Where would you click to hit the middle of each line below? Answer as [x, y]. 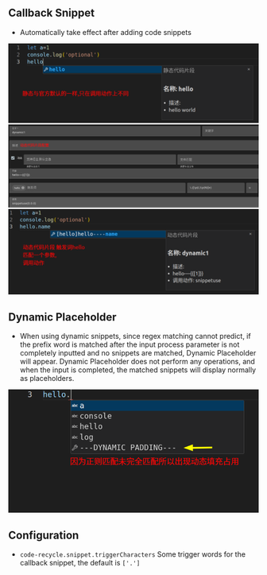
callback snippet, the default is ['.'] [80, 562]
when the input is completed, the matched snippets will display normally [138, 370]
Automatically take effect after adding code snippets [106, 32]
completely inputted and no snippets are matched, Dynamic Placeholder [138, 353]
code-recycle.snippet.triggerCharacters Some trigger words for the [133, 554]
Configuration [44, 535]
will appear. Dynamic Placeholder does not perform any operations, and [137, 362]
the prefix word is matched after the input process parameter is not [130, 344]
